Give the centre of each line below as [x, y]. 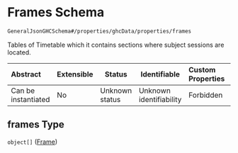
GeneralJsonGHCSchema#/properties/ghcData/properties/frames [100, 31]
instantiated [30, 99]
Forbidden [206, 95]
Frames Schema [56, 12]
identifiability [160, 99]
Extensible [75, 74]
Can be [23, 91]
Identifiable [160, 74]
